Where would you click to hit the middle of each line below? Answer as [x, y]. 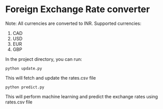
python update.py [24, 68]
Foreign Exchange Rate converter [78, 9]
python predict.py [25, 87]
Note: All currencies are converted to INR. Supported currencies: [73, 23]
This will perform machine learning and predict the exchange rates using [82, 96]
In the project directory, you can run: [44, 59]
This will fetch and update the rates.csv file [51, 78]
